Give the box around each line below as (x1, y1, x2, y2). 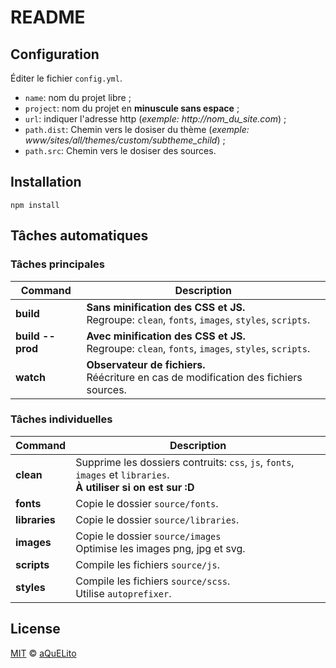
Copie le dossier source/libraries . (75, 512, 240, 526)
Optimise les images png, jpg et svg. (75, 541, 246, 555)
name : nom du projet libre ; (24, 92, 132, 103)
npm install (10, 200, 60, 210)
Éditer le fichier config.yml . (10, 72, 123, 84)
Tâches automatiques (10, 227, 149, 245)
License (10, 621, 61, 638)
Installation (10, 174, 82, 191)
